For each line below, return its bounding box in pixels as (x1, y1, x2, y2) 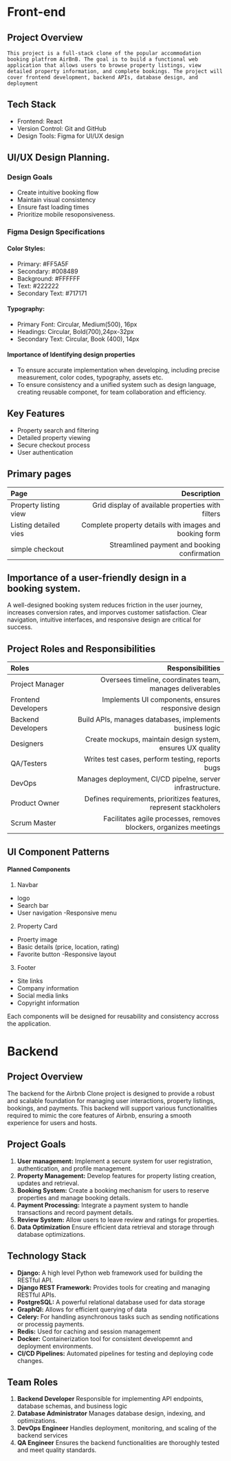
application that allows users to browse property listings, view (7, 62, 201, 69)
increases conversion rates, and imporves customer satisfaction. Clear (7, 608, 208, 617)
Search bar (16, 901, 49, 909)
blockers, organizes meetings (125, 822, 221, 832)
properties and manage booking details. (16, 1193, 131, 1202)
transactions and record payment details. (16, 1208, 134, 1216)
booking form (177, 528, 221, 538)
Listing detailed (10, 520, 60, 530)
